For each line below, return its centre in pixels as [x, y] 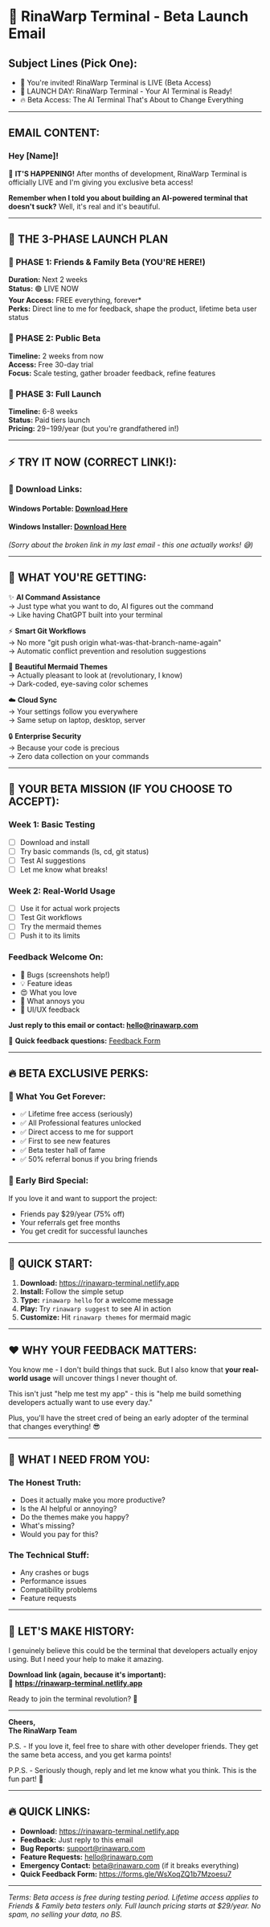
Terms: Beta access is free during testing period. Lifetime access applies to [133, 1897]
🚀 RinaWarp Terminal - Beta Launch [129, 17]
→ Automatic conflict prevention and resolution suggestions [107, 651]
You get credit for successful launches [84, 1231]
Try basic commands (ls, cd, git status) [84, 851]
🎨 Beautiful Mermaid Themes [58, 666]
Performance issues [53, 1581]
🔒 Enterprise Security [45, 736]
